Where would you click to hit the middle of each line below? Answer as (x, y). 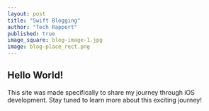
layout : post (27, 14)
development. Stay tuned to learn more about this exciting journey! (104, 100)
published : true (31, 34)
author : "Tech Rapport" (43, 27)
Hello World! (35, 75)
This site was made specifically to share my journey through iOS (101, 92)
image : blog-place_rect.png (49, 47)
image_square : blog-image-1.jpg (55, 40)
